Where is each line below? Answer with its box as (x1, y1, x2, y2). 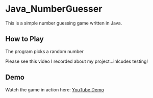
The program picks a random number (5, 48, 84, 54)
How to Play (5, 35, 44, 43)
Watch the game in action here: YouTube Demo (5, 86, 105, 92)
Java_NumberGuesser (5, 3, 103, 15)
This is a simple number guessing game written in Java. (5, 20, 122, 26)
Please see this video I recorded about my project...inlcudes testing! (5, 58, 148, 64)
